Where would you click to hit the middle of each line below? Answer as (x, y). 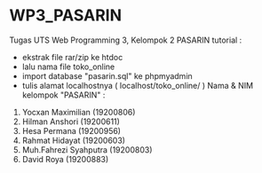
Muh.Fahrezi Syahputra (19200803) (87, 149)
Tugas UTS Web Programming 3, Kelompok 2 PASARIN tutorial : (126, 40)
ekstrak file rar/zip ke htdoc (72, 57)
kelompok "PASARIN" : (64, 95)
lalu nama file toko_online (68, 67)
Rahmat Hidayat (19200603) (74, 140)
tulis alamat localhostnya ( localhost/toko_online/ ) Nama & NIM (138, 85)
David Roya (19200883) (65, 159)
